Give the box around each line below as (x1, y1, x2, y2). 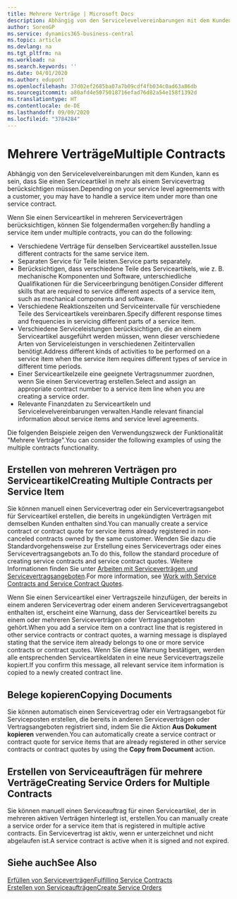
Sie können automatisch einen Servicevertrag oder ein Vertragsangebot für (7, 707, 226, 716)
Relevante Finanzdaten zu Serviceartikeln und (17, 399, 152, 408)
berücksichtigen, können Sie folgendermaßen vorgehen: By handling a (7, 221, 210, 229)
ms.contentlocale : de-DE (7, 102, 80, 110)
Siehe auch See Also (7, 857, 97, 869)
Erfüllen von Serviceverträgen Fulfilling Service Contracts (7, 876, 173, 884)
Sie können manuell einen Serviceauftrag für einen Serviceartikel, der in (7, 806, 217, 815)
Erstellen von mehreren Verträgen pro (7, 464, 178, 476)
